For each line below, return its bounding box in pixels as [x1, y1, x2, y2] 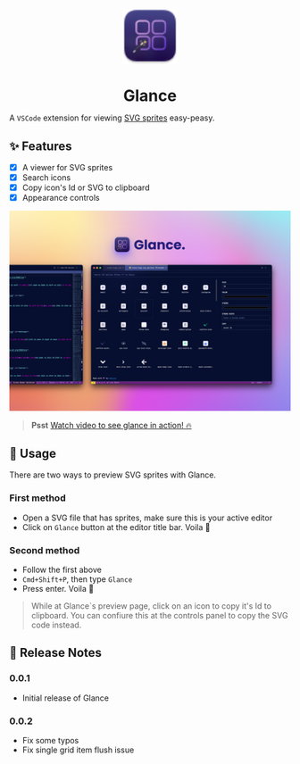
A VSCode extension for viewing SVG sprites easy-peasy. [9, 112, 215, 123]
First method [9, 492, 66, 504]
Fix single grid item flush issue [21, 744, 135, 755]
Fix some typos [21, 735, 79, 745]
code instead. [30, 619, 82, 630]
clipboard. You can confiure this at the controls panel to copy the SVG [30, 610, 288, 620]
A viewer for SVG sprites [21, 162, 113, 172]
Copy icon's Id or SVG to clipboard [21, 182, 150, 193]
